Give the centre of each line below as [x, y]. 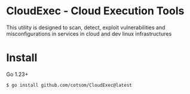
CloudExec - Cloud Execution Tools [95, 11]
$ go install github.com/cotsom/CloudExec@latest [69, 85]
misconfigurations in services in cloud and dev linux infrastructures [89, 33]
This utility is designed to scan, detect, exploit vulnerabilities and [86, 27]
